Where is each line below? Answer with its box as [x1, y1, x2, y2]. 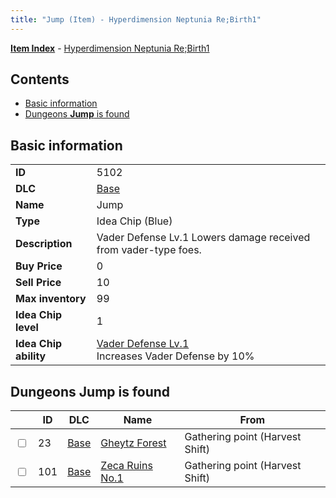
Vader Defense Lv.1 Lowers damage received [96, 231, 311, 245]
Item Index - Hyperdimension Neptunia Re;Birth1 [10, 42, 210, 54]
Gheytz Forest [100, 436, 167, 450]
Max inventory [15, 292, 87, 306]
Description [15, 237, 73, 251]
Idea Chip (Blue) [96, 214, 173, 228]
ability [15, 349, 47, 363]
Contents [10, 71, 70, 88]
